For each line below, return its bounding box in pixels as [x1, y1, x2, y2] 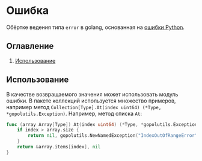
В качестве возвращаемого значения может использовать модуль [6, 90, 179, 98]
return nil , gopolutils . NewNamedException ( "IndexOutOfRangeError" [28, 133, 198, 139]
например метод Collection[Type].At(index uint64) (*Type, [6, 103, 162, 110]
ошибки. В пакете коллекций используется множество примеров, [6, 97, 176, 104]
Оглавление [6, 41, 54, 51]
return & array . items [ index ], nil [17, 144, 101, 150]
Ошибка [6, 4, 49, 17]
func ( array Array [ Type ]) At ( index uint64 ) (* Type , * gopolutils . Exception [6, 121, 198, 127]
